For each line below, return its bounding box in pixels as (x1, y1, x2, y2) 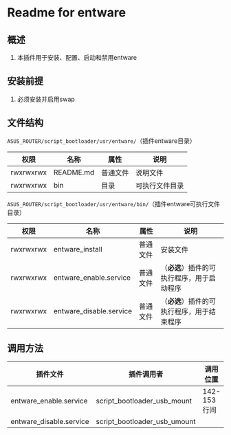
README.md (53, 167, 95, 177)
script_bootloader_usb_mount (96, 397, 192, 406)
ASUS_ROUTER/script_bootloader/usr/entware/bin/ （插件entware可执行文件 (7, 199, 221, 208)
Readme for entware (7, 5, 126, 21)
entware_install (53, 244, 103, 254)
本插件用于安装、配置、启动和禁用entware (16, 54, 137, 61)
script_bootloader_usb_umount (96, 417, 196, 427)
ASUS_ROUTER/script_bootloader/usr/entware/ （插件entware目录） (7, 136, 196, 145)
